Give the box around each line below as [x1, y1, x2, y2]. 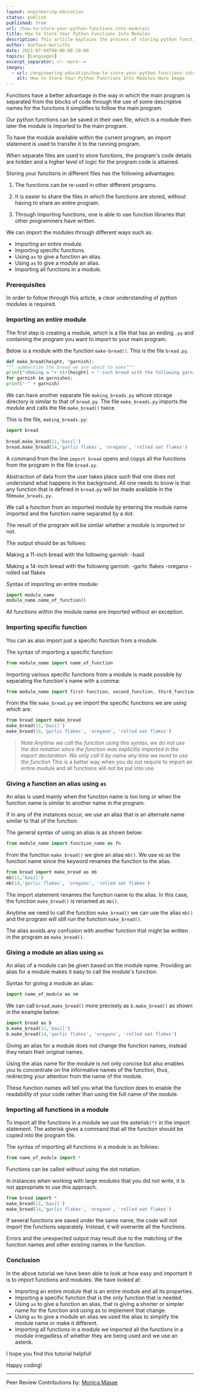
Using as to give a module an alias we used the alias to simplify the [14, 1313, 179, 1320]
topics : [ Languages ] [6, 53, 58, 59]
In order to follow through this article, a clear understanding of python [6, 294, 177, 302]
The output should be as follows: [6, 539, 87, 547]
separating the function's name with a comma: [6, 677, 120, 684]
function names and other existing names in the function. [6, 1241, 146, 1249]
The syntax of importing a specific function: [6, 648, 114, 655]
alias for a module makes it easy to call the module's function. [6, 968, 158, 976]
